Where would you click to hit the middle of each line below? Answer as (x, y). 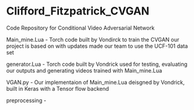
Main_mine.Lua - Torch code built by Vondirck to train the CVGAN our (93, 39)
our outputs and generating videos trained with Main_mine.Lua (84, 70)
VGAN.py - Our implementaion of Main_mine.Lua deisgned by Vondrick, (95, 82)
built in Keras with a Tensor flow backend (58, 88)
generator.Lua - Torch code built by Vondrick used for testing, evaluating (97, 64)
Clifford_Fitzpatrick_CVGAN (78, 11)
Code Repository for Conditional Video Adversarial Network (81, 28)
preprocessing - (26, 100)
